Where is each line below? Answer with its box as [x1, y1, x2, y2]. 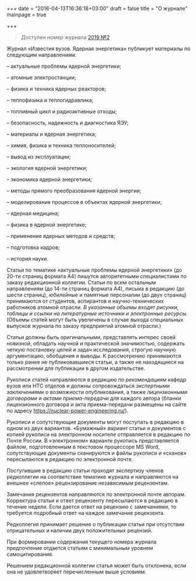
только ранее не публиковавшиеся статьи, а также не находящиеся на [6, 359, 184, 365]
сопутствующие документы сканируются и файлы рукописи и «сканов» [6, 449, 187, 456]
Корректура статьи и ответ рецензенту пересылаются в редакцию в [6, 497, 178, 504]
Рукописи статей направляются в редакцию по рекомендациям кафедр [6, 376, 187, 383]
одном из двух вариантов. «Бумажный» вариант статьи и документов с [6, 425, 186, 431]
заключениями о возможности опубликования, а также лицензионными [6, 389, 188, 395]
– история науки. [6, 255, 49, 262]
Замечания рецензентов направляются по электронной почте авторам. [6, 491, 186, 497]
